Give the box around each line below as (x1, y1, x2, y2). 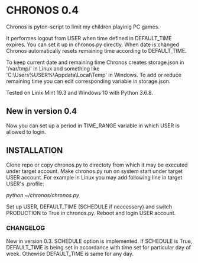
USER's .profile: (6, 180, 44, 187)
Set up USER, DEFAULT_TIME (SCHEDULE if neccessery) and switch (6, 203, 173, 210)
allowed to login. (6, 128, 46, 135)
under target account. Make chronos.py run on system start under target (6, 167, 183, 175)
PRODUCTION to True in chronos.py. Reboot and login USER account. (6, 209, 176, 216)
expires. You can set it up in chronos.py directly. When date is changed (6, 41, 179, 48)
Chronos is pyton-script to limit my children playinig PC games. (6, 23, 160, 30)
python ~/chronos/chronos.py (6, 191, 80, 198)
